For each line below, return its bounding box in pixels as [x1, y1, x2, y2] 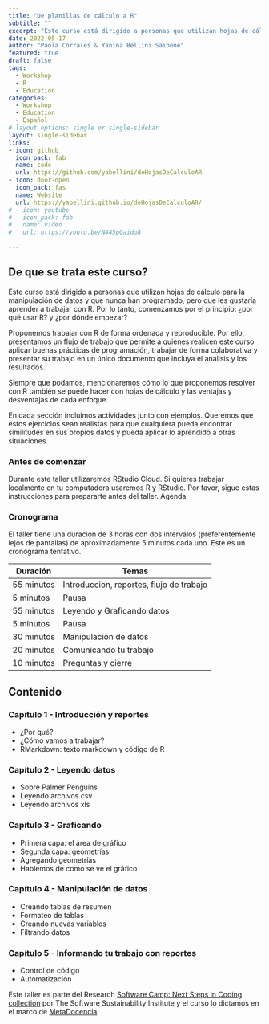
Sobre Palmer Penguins [19, 782, 98, 792]
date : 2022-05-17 [8, 34, 66, 43]
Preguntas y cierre [62, 658, 133, 669]
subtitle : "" [8, 19, 52, 27]
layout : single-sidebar [8, 131, 88, 139]
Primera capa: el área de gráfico [19, 838, 126, 847]
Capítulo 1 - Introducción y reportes [8, 708, 150, 720]
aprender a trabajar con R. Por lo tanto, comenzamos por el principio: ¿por [8, 304, 254, 313]
